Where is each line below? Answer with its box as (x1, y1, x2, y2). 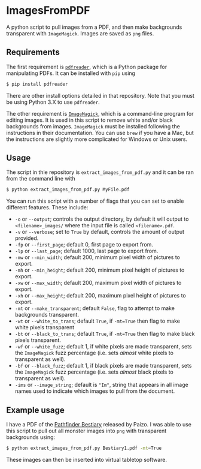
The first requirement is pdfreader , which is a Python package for (6, 63, 167, 70)
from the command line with (6, 175, 76, 182)
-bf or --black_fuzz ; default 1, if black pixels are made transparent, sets (14, 362, 192, 369)
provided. (14, 235, 39, 242)
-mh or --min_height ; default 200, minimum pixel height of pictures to (14, 266, 185, 273)
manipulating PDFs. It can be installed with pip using (6, 70, 136, 77)
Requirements (6, 47, 60, 58)
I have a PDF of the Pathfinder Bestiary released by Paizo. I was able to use (6, 421, 192, 428)
